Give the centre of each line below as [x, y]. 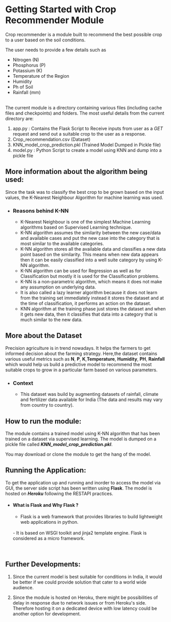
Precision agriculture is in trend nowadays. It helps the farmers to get [78, 348]
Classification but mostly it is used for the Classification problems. [90, 276]
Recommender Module [55, 20]
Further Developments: [43, 564]
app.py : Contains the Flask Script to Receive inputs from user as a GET [88, 128]
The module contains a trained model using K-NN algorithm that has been [83, 433]
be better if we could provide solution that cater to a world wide [79, 582]
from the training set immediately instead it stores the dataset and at [92, 298]
